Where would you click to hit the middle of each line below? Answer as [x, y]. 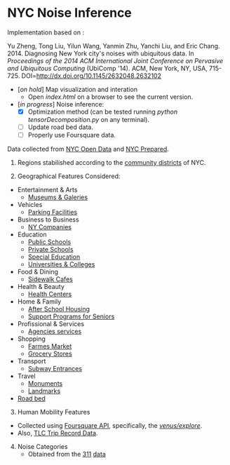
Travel [27, 376]
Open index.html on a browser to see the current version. [110, 97]
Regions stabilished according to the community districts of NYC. [111, 163]
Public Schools [49, 242]
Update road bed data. [60, 127]
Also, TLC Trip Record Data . [57, 433]
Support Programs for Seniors [71, 316]
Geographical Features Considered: [69, 176]
